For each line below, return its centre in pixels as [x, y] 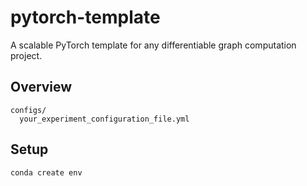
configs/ [28, 110]
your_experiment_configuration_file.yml [104, 119]
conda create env [46, 172]
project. [26, 55]
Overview [41, 87]
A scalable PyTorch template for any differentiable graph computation [153, 45]
